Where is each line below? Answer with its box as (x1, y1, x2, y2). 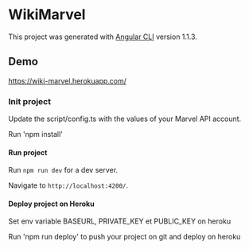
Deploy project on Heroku (8, 199, 95, 208)
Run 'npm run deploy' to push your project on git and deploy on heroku (8, 232, 241, 242)
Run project (8, 147, 48, 157)
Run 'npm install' (8, 130, 64, 139)
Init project (8, 95, 52, 107)
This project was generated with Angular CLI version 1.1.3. (8, 32, 197, 41)
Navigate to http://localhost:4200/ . (8, 181, 129, 190)
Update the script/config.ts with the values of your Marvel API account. (8, 114, 242, 124)
